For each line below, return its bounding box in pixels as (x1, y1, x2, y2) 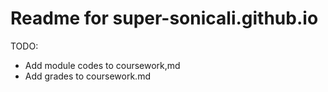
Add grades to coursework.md (24, 70, 151, 82)
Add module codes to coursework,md (24, 59, 181, 71)
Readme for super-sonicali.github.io (10, 7, 319, 30)
